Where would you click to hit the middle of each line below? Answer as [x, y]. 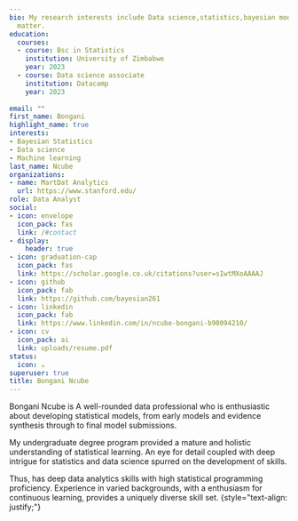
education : [29, 34]
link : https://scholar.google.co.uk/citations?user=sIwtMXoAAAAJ [141, 274]
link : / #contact [47, 232]
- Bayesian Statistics [51, 141]
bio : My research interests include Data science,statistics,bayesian [142, 17]
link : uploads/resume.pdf [65, 348]
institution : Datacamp [67, 84]
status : [24, 357]
